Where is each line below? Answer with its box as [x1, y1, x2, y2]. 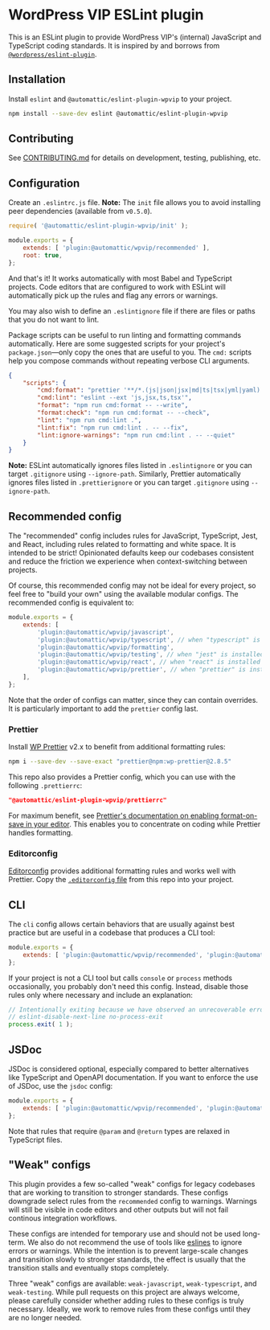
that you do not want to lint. [8, 314, 100, 324]
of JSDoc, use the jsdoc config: [8, 1082, 113, 1091]
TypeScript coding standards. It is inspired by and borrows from [8, 40, 220, 50]
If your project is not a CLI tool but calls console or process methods [8, 973, 233, 983]
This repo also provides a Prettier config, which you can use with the [8, 772, 235, 782]
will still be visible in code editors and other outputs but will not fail [8, 1205, 229, 1215]
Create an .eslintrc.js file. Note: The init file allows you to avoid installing [8, 198, 261, 207]
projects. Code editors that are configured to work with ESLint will [8, 281, 227, 291]
